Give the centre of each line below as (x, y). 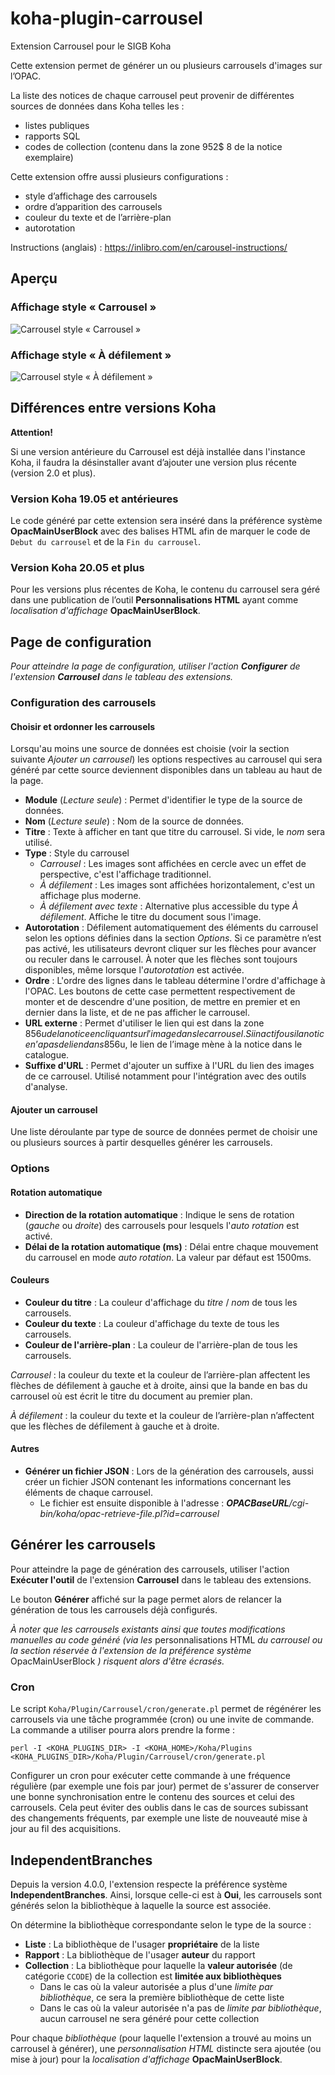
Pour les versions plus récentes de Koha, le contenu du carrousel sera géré (165, 589)
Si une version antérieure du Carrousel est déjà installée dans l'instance (158, 451)
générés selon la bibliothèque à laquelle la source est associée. (141, 1905)
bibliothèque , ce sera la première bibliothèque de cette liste (162, 1997)
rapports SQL (52, 136)
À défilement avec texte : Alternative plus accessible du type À (169, 906)
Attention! (32, 432)
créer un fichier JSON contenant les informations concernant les (158, 1481)
